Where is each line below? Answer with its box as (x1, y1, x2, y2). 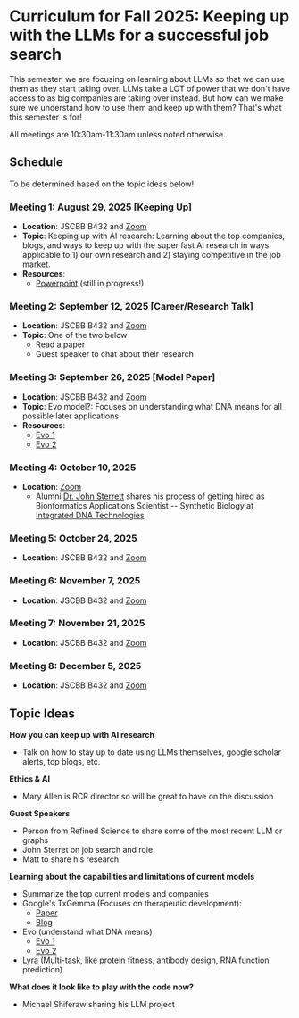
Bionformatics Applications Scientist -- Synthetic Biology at (35, 500, 254, 510)
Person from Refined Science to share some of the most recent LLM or (21, 825, 283, 836)
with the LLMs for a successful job (9, 25, 270, 46)
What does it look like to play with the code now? (9, 981, 195, 992)
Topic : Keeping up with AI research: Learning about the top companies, (21, 230, 286, 242)
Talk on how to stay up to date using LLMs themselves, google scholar (21, 747, 282, 757)
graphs (21, 834, 49, 845)
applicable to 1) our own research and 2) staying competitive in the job (21, 250, 281, 261)
